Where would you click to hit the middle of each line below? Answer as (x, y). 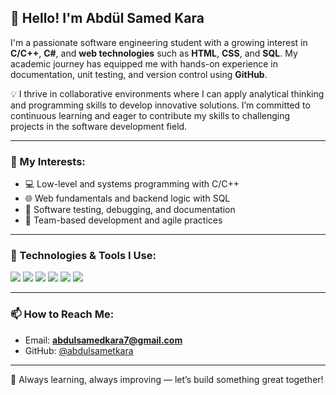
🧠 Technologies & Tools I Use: (83, 256)
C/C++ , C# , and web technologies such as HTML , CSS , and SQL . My (154, 53)
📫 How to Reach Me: (62, 314)
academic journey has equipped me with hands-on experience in (144, 63)
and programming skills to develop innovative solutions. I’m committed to (160, 105)
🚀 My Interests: (48, 161)
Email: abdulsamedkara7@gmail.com (103, 340)
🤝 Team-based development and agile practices (123, 220)
